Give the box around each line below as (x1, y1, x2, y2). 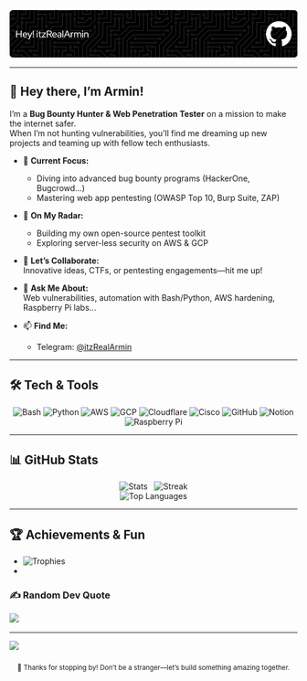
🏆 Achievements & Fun (9, 527, 146, 542)
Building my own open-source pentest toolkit (36, 228, 206, 239)
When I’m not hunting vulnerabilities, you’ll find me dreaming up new (9, 127, 268, 138)
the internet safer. (9, 118, 77, 129)
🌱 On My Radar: (22, 209, 84, 220)
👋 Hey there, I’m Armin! (9, 84, 144, 100)
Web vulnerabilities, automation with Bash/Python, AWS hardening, (22, 292, 276, 303)
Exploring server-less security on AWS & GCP (36, 237, 208, 248)
